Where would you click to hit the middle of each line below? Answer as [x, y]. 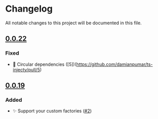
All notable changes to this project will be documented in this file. [74, 23]
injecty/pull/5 [26, 69]
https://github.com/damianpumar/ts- [115, 64]
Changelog [29, 9]
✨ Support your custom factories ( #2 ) [52, 111]
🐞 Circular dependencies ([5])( [44, 64]
